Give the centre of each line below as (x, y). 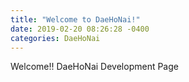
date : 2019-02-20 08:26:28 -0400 (80, 29)
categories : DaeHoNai (55, 38)
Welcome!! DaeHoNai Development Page (94, 67)
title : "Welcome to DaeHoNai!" (75, 19)
